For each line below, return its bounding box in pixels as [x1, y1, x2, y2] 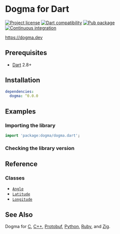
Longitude [12, 197, 33, 202]
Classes [5, 175, 25, 181]
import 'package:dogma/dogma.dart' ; [5, 133, 80, 138]
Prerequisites [5, 49, 47, 57]
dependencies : [5, 89, 34, 94]
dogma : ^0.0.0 [9, 93, 38, 99]
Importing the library [5, 122, 56, 129]
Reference [5, 160, 38, 168]
